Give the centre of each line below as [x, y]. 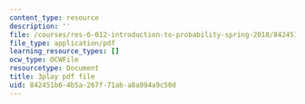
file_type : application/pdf [63, 43]
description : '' [40, 26]
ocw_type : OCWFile [44, 60]
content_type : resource [54, 18]
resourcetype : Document [54, 69]
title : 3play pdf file [52, 77]
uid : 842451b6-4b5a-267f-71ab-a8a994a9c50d [93, 85]
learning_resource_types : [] [64, 52]
